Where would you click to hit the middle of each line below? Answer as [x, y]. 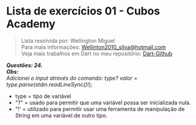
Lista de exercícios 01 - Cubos [83, 11]
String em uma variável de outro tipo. [61, 115]
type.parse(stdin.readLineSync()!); [49, 84]
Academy [31, 24]
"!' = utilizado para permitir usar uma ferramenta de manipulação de [100, 109]
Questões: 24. [24, 65]
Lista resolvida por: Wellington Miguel [68, 40]
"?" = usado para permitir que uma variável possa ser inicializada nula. [103, 102]
